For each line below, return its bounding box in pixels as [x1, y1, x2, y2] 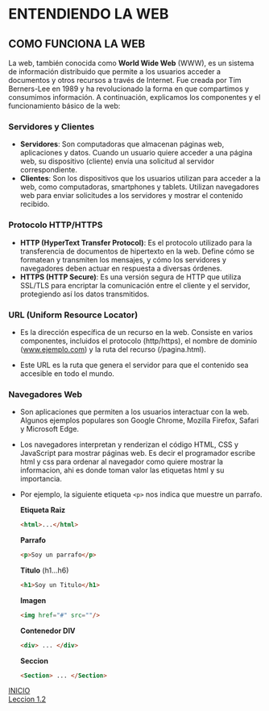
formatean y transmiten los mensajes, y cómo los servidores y [19, 254, 227, 264]
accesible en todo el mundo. [19, 368, 115, 378]
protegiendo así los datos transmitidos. [19, 289, 150, 299]
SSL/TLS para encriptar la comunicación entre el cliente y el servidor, [19, 280, 250, 290]
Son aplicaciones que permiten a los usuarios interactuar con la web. [19, 407, 250, 417]
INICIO [8, 686, 31, 696]
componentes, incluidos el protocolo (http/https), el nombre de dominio [19, 336, 258, 345]
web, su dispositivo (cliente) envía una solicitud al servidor [19, 156, 215, 166]
